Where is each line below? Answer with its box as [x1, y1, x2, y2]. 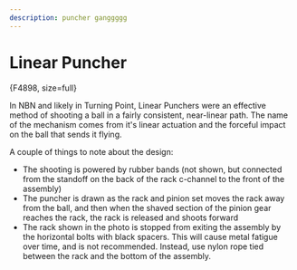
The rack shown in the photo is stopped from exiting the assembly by [22, 221, 282, 232]
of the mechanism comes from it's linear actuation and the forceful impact [9, 119, 286, 130]
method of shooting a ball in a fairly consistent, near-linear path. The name [9, 110, 289, 121]
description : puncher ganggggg [9, 13, 128, 23]
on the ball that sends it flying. [9, 129, 122, 140]
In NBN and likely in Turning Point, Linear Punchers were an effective [9, 100, 267, 111]
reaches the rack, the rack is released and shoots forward [22, 212, 239, 223]
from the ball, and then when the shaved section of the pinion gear [22, 202, 272, 213]
